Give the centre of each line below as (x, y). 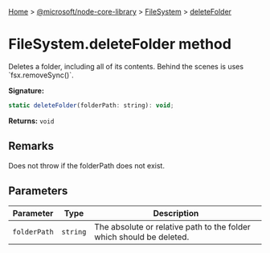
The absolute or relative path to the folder (172, 227)
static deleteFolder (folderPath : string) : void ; (91, 105)
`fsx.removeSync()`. (41, 75)
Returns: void (31, 121)
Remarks (31, 146)
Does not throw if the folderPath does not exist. (86, 165)
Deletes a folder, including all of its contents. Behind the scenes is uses (126, 66)
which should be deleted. (141, 237)
